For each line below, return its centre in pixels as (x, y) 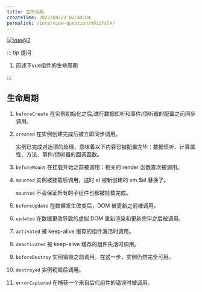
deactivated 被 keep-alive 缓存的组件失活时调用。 (77, 244)
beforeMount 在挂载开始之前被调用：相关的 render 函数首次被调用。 (99, 167)
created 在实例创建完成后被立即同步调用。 (68, 134)
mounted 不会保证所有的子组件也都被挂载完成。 (73, 193)
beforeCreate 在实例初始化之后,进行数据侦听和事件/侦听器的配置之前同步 (106, 114)
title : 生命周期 (25, 12)
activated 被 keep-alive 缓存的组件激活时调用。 (75, 231)
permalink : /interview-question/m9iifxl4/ (61, 23)
